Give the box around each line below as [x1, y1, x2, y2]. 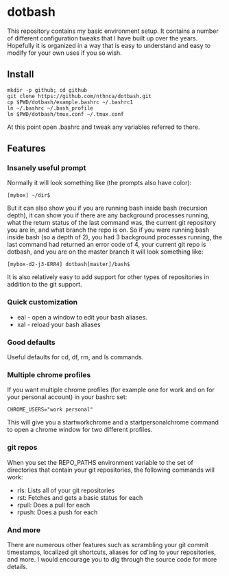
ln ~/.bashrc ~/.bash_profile [7, 104, 94, 112]
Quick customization [7, 298, 78, 307]
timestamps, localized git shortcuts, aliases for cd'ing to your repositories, [7, 548, 216, 556]
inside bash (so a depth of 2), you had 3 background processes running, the [7, 233, 223, 241]
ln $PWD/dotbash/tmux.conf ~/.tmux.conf [7, 110, 125, 117]
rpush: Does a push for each [16, 508, 98, 516]
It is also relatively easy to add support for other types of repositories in [7, 273, 209, 281]
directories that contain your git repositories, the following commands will [7, 466, 215, 474]
